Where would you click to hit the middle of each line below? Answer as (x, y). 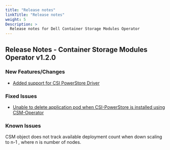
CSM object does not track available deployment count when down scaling (84, 137)
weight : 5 (16, 19)
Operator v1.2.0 (31, 57)
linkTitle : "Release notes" (35, 15)
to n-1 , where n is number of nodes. (43, 142)
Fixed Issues (21, 96)
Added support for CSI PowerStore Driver (56, 83)
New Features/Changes (35, 72)
